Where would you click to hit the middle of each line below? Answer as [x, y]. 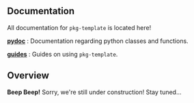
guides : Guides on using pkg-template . [63, 54]
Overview [28, 75]
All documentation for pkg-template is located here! [79, 27]
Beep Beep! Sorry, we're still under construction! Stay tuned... [95, 92]
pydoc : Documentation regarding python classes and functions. [98, 41]
